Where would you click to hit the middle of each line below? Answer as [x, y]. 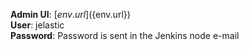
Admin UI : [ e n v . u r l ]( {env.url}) [70, 14]
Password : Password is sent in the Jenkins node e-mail [125, 35]
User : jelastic [37, 25]
